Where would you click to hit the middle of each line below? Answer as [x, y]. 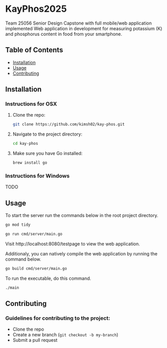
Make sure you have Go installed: [48, 154]
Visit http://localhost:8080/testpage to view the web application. [73, 244]
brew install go [30, 163]
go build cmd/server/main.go [36, 268]
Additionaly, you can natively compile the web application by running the [81, 253]
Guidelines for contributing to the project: [58, 318]
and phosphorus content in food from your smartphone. [64, 34]
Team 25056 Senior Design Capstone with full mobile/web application [78, 23]
